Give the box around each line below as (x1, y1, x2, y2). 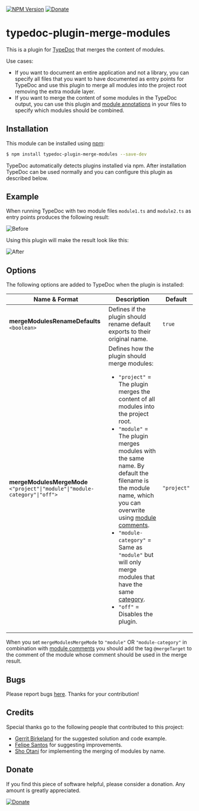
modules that (118, 573, 155, 581)
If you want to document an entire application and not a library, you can (14, 69, 190, 76)
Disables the (118, 610, 153, 618)
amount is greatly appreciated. (6, 787, 81, 794)
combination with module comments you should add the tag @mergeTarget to (6, 645, 192, 652)
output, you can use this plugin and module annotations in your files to (14, 100, 187, 107)
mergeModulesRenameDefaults (9, 317, 101, 326)
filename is (118, 476, 149, 485)
